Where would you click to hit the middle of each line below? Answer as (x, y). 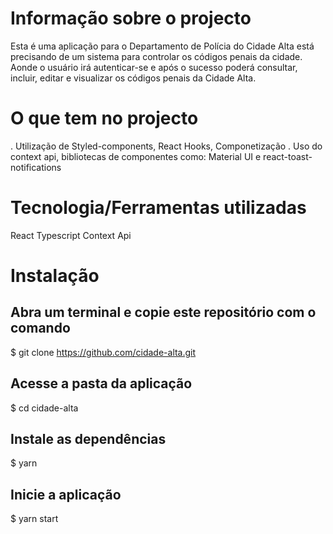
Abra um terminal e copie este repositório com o (163, 312)
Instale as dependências (88, 439)
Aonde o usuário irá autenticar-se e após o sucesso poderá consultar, (154, 67)
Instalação (55, 276)
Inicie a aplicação (66, 494)
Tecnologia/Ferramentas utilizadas (158, 208)
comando (40, 328)
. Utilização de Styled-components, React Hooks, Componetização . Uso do (166, 146)
